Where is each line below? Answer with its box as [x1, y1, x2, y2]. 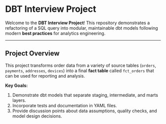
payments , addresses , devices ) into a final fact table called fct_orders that [5, 68, 154, 74]
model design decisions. [12, 113, 62, 119]
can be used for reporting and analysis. [5, 73, 85, 79]
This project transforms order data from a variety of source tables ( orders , [5, 62, 157, 68]
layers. [12, 97, 26, 103]
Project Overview [5, 49, 60, 58]
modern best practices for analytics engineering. [5, 30, 106, 36]
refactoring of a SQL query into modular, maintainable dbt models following [5, 25, 158, 31]
